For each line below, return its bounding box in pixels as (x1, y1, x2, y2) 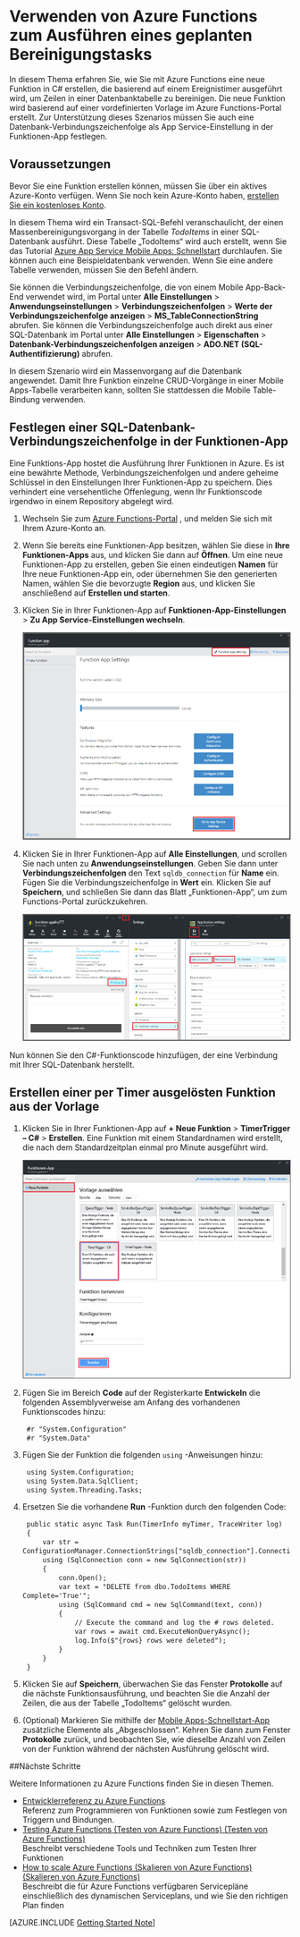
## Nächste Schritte (9, 1761, 81, 1772)
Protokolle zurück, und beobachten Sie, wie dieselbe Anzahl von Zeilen (21, 1734, 286, 1745)
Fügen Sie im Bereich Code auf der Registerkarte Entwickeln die (21, 1388, 261, 1399)
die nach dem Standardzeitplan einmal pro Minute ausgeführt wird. (21, 1142, 269, 1153)
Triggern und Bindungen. (21, 1814, 114, 1825)
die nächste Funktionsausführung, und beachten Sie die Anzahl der (21, 1688, 271, 1699)
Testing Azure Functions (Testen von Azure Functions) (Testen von (21, 1824, 268, 1835)
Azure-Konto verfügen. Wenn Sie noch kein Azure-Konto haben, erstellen (9, 190, 279, 200)
